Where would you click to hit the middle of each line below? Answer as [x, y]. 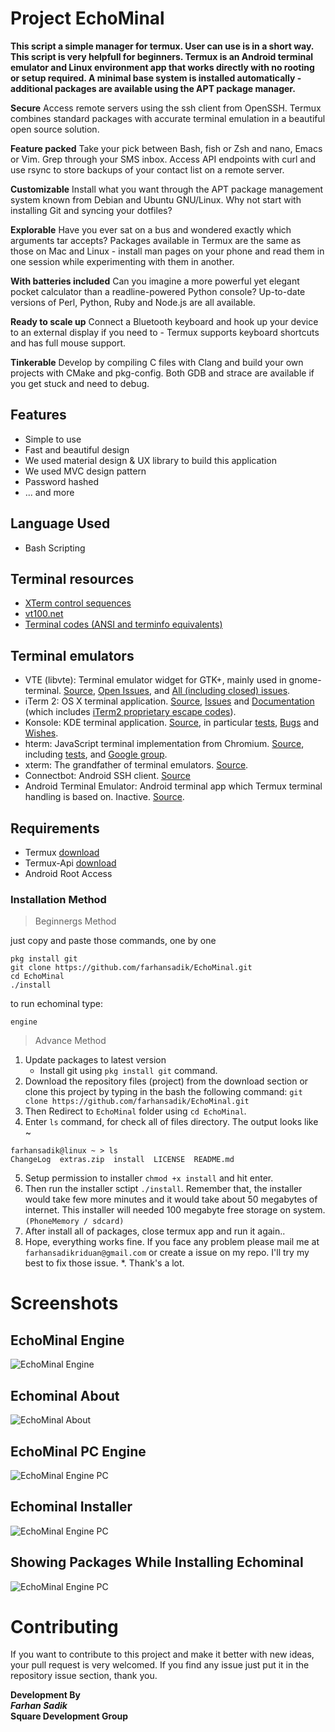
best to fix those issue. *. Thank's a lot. [104, 1263]
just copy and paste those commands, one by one [113, 941]
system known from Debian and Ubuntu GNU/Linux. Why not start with [156, 199]
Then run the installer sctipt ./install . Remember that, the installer [163, 1189]
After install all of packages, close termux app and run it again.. [155, 1231]
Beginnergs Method [75, 921]
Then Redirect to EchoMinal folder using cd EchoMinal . [135, 1111]
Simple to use [53, 439]
